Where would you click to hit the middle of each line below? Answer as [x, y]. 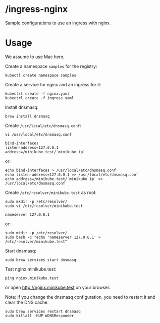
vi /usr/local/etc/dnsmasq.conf [38, 134]
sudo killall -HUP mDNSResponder [40, 316]
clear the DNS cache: [27, 302]
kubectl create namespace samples [41, 75]
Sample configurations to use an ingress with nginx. [58, 23]
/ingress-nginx [36, 9]
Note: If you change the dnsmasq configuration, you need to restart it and [80, 297]
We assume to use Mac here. [35, 57]
